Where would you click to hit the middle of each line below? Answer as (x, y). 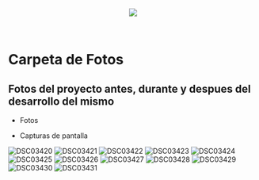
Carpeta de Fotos (66, 60)
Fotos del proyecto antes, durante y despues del (129, 88)
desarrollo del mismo (61, 101)
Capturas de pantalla (54, 136)
